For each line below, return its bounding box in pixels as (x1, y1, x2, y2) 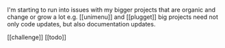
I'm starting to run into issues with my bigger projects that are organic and (7, 6, 215, 14)
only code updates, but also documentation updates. (7, 20, 156, 28)
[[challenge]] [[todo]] (7, 33, 67, 41)
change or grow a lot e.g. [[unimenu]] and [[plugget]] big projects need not (7, 13, 219, 21)
